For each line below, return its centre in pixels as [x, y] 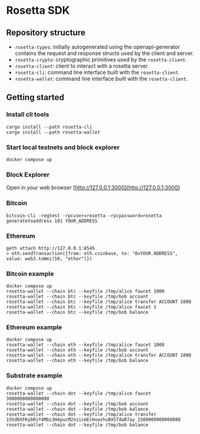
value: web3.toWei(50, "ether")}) [49, 259]
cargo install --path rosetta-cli [49, 127]
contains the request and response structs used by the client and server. [104, 53]
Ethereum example [34, 327]
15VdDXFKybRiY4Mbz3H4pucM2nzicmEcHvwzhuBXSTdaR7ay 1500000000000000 [93, 420]
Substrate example [34, 376]
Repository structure [46, 33]
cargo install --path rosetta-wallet [53, 132]
